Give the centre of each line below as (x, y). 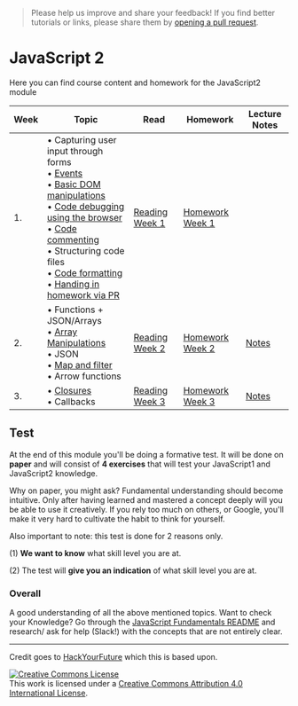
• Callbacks (71, 401)
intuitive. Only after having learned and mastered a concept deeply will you (146, 499)
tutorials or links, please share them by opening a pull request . (145, 22)
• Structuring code (86, 250)
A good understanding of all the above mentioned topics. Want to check (141, 613)
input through (75, 151)
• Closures (70, 390)
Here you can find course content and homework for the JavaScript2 (135, 82)
